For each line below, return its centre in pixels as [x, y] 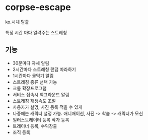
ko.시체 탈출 [17, 22]
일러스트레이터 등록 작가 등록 [41, 119]
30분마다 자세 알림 [31, 63]
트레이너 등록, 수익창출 [35, 126]
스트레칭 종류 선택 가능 [35, 82]
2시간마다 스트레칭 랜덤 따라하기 [44, 69]
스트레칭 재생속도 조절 [34, 101]
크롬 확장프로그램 [29, 88]
